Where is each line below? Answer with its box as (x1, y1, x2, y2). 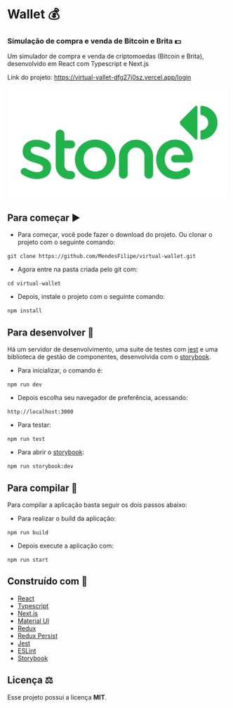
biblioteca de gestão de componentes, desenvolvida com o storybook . (7, 353, 211, 361)
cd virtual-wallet (7, 280, 61, 288)
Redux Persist (17, 631, 58, 640)
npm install (7, 307, 42, 314)
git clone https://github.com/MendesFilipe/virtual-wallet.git (7, 253, 197, 260)
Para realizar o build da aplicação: (17, 514, 116, 522)
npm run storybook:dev (7, 463, 74, 470)
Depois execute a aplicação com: (17, 541, 114, 550)
